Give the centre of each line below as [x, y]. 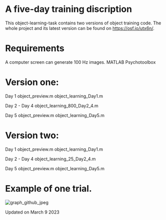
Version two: [32, 135]
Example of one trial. [48, 188]
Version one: [32, 82]
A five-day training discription [69, 9]
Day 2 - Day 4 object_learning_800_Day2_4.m [52, 106]
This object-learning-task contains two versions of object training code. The [83, 23]
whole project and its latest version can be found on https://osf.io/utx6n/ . [80, 28]
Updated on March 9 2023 [32, 212]
